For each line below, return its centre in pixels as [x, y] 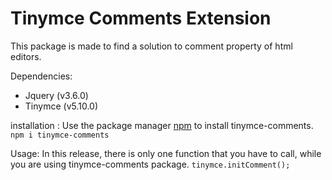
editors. [26, 56]
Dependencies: [41, 76]
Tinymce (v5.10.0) [61, 106]
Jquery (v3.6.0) [56, 95]
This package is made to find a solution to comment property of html [151, 46]
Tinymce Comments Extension [141, 18]
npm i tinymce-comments [60, 135]
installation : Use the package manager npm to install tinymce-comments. [162, 125]
